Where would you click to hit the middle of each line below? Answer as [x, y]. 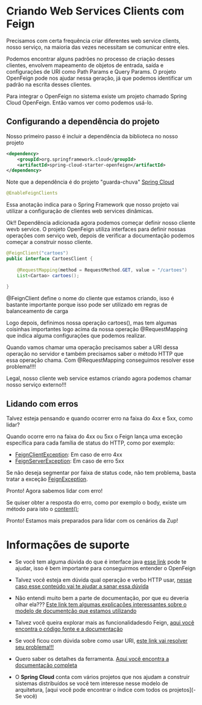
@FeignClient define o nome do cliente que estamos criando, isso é [90, 298]
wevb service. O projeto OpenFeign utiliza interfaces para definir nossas [96, 229]
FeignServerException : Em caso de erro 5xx [70, 461]
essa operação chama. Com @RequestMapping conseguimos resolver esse [100, 360]
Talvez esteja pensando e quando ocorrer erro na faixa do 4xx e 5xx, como [99, 419]
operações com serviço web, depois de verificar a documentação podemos [100, 236]
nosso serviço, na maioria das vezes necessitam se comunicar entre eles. [98, 47]
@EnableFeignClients [32, 193]
